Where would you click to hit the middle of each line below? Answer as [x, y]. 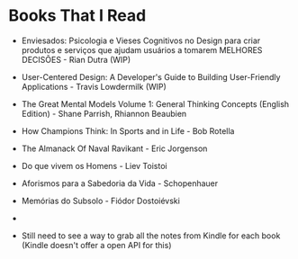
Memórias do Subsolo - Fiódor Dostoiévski [101, 201]
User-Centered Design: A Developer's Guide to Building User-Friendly [151, 76]
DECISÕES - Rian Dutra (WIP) [76, 59]
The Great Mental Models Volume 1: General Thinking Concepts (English [155, 103]
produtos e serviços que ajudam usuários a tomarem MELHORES [142, 49]
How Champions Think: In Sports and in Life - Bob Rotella [128, 130]
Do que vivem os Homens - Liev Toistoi [94, 165]
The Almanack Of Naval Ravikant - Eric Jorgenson [114, 148]
